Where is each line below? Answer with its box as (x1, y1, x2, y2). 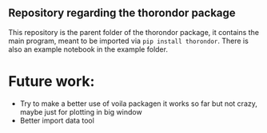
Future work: (8, 72, 95, 90)
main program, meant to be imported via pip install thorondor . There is (8, 36, 249, 45)
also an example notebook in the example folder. (8, 44, 168, 54)
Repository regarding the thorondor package (8, 6, 236, 20)
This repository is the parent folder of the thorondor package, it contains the (8, 27, 260, 37)
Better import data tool (19, 115, 94, 125)
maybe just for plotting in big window (19, 107, 142, 116)
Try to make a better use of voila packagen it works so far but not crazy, (19, 99, 258, 108)
